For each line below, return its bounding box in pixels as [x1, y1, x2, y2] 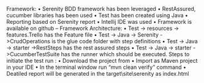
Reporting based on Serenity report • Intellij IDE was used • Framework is [6, 18, 192, 25]
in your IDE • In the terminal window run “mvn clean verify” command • [6, 63, 187, 71]
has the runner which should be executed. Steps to [61, 51, 190, 57]
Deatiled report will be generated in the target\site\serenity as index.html [6, 70, 189, 77]
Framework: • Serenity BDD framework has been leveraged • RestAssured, [6, 5, 196, 12]
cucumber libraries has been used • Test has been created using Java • [6, 12, 189, 19]
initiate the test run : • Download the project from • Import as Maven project [6, 57, 198, 64]
